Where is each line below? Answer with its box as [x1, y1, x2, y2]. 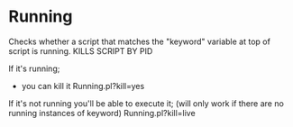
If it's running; [8, 63, 60, 74]
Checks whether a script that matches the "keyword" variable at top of [8, 36, 271, 47]
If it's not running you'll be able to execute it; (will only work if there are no [8, 97, 285, 109]
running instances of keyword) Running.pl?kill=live [8, 107, 196, 118]
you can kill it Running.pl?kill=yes [21, 80, 145, 91]
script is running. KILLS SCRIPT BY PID [8, 45, 153, 56]
